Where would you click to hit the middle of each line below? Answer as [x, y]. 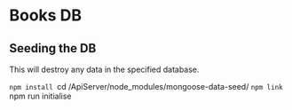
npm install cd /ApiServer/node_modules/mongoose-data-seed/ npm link [146, 86]
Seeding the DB [53, 48]
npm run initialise [41, 96]
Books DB [46, 16]
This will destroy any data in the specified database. [104, 69]
